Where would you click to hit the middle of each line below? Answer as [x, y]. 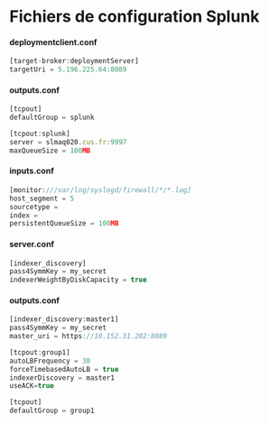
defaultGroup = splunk [52, 118]
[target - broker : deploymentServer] [74, 61]
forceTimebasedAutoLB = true [64, 369]
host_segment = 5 [42, 198]
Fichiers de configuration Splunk [134, 17]
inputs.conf [32, 171]
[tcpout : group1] [40, 352]
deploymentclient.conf [53, 41]
